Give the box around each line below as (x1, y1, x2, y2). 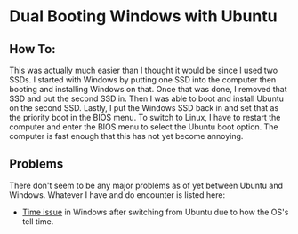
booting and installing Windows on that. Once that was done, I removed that (9, 84, 287, 94)
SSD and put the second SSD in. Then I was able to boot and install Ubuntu (9, 93, 285, 104)
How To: (9, 42, 56, 57)
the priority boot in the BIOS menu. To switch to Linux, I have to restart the (9, 113, 281, 122)
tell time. (21, 215, 54, 227)
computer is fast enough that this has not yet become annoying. (9, 131, 244, 141)
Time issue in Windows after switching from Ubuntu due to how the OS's (21, 207, 289, 217)
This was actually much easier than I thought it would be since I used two (9, 65, 278, 75)
